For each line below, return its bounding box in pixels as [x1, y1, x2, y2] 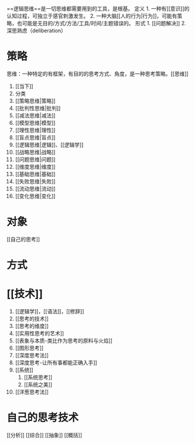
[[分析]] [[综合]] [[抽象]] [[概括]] [6, 431, 83, 438]
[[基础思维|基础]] [15, 170, 56, 177]
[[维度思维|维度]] [15, 163, 56, 170]
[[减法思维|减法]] [15, 112, 56, 119]
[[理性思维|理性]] [15, 127, 56, 134]
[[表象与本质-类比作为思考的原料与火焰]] [15, 337, 113, 344]
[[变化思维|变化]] [15, 192, 56, 199]
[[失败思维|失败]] [15, 177, 56, 185]
